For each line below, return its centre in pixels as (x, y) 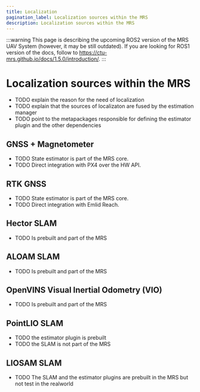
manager (26, 113)
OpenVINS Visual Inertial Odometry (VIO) (84, 290)
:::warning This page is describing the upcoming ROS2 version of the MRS (98, 40)
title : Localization (32, 12)
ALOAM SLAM (33, 257)
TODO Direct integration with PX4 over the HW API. (78, 165)
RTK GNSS (26, 184)
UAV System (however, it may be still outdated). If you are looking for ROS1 (98, 46)
